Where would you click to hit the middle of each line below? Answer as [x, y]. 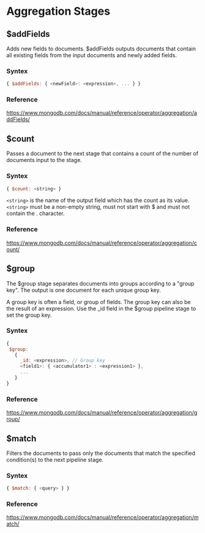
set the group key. [29, 315]
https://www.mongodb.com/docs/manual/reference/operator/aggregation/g [102, 413]
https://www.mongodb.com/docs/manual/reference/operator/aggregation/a [102, 113]
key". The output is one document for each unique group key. [84, 290]
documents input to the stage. [44, 160]
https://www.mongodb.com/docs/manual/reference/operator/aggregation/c [102, 243]
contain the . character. [36, 214]
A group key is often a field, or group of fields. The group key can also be [99, 302]
